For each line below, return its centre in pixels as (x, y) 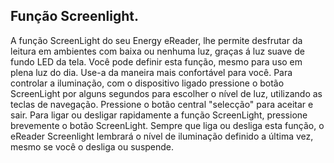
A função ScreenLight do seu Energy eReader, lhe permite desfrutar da (156, 40)
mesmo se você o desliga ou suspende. (92, 146)
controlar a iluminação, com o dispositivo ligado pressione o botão (147, 83)
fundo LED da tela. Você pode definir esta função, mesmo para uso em (156, 61)
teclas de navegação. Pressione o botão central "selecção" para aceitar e (162, 104)
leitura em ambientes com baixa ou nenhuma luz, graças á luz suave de (157, 51)
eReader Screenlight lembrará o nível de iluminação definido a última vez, (162, 136)
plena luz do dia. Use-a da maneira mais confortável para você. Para (151, 72)
